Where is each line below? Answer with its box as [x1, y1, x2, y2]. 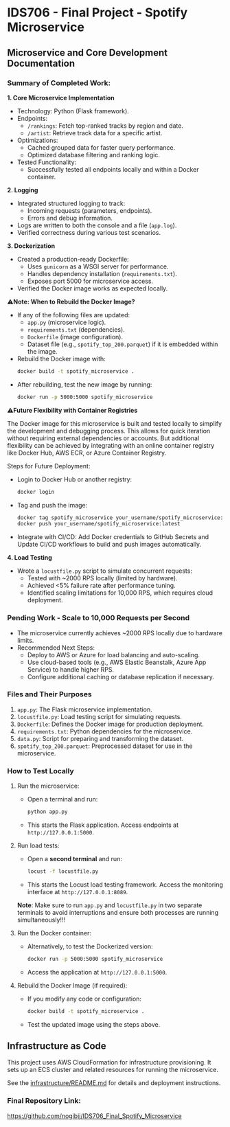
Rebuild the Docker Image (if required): [16, 981, 128, 990]
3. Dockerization [7, 242, 56, 250]
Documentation [7, 57, 76, 69]
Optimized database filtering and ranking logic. [27, 150, 160, 159]
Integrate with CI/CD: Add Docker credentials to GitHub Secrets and [16, 533, 209, 541]
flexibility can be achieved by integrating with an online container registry [7, 441, 215, 449]
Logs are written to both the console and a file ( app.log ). [16, 221, 177, 229]
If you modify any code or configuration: [27, 994, 142, 1003]
